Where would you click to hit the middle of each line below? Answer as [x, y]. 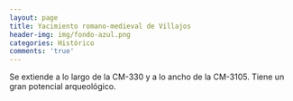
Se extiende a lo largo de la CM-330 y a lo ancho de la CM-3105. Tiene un [147, 77]
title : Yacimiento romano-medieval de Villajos [101, 26]
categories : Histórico [52, 43]
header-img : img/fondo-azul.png [70, 34]
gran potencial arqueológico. [63, 87]
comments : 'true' [42, 51]
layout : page [34, 18]
